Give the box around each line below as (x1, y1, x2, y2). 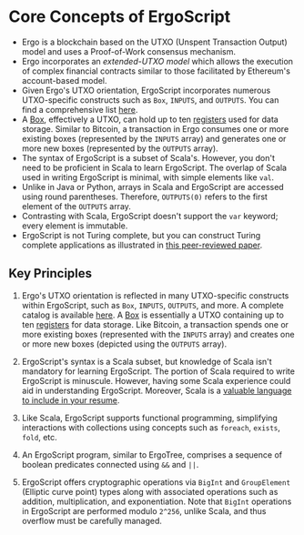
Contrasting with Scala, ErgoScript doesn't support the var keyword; (21, 210, 279, 221)
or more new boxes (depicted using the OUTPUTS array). (21, 338, 228, 349)
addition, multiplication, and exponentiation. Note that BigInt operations (21, 496, 292, 507)
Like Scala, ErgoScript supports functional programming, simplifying (21, 412, 279, 423)
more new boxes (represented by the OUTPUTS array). (21, 143, 219, 154)
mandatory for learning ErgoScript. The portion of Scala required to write (21, 366, 295, 377)
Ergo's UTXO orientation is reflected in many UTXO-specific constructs (21, 289, 289, 301)
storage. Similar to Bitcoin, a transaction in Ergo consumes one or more (21, 123, 289, 134)
